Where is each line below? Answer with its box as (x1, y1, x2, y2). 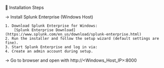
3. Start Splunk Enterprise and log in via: (5, 45, 98, 50)
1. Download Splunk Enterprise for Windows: (5, 23, 98, 28)
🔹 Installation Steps (5, 5, 44, 10)
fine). (5, 40, 19, 45)
